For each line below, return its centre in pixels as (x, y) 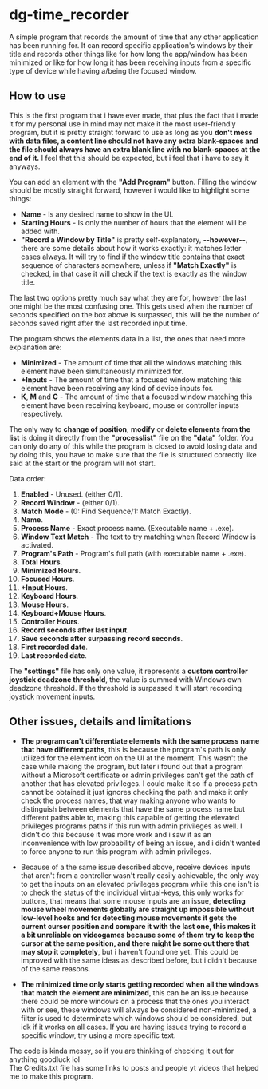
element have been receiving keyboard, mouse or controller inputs (130, 405)
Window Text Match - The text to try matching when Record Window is (138, 537)
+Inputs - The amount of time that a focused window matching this (131, 379)
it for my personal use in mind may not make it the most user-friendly (122, 124)
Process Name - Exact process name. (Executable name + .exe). (127, 528)
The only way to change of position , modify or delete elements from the (130, 429)
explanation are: (35, 347)
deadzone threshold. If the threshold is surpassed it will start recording (126, 688)
